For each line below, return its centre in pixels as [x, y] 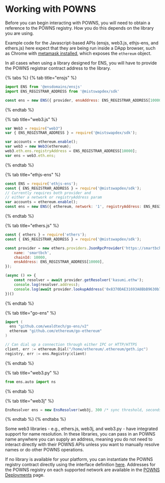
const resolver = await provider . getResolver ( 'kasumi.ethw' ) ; [79, 280]
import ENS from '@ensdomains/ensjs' [44, 87]
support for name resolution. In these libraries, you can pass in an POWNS [80, 434]
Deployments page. [25, 475]
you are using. [20, 33]
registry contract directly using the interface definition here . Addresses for [80, 465]
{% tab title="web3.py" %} [32, 373]
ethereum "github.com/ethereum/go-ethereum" [56, 331]
